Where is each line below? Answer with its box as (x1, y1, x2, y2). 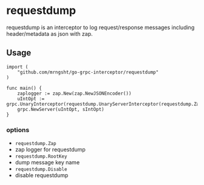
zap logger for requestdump (15, 146, 86, 153)
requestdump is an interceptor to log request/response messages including (6, 24, 195, 31)
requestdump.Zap (15, 141, 56, 147)
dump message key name (15, 159, 80, 166)
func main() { (6, 85, 42, 91)
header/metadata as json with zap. (6, 30, 93, 37)
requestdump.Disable (15, 166, 67, 173)
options (6, 126, 30, 134)
